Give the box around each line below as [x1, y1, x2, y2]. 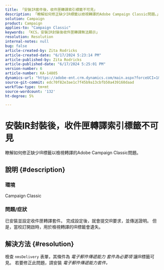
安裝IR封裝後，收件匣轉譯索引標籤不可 [5, 120, 159, 132]
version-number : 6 [5, 67, 42, 71]
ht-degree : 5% [5, 93, 34, 98]
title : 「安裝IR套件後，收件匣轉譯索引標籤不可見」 [5, 7, 98, 12]
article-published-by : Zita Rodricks [5, 57, 82, 62]
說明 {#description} [5, 165, 66, 174]
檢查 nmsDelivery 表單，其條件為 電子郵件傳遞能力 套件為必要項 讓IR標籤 [5, 253, 150, 259]
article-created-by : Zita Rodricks [5, 48, 78, 53]
